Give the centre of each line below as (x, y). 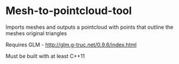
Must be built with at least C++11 (45, 56)
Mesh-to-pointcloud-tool (69, 11)
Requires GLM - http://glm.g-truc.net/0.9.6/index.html (71, 45)
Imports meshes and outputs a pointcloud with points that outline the (89, 27)
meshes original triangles (36, 33)
